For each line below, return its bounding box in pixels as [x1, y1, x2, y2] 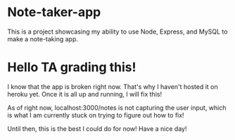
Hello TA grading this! [7, 59, 136, 76]
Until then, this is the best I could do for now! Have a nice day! [7, 124, 187, 133]
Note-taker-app [7, 4, 101, 20]
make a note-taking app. [7, 34, 79, 43]
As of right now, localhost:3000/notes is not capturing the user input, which [7, 103, 227, 112]
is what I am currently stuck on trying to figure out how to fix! [7, 111, 184, 119]
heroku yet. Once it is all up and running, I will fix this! [7, 90, 163, 98]
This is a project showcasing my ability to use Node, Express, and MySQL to [7, 27, 228, 36]
